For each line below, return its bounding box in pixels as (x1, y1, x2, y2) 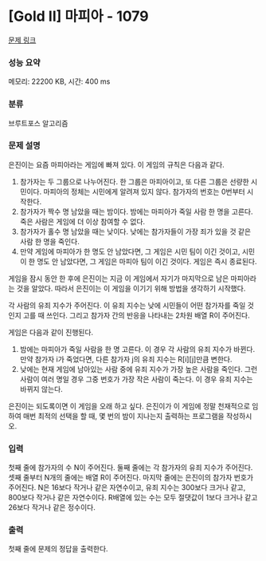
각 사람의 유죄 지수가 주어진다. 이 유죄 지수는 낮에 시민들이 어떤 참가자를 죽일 (8, 300, 246, 310)
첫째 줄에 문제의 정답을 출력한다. (8, 544, 109, 554)
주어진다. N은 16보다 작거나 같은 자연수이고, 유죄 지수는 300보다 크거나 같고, (8, 483, 246, 492)
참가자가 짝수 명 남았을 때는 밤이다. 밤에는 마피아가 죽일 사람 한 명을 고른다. (19, 207, 253, 216)
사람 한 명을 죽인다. (19, 236, 80, 246)
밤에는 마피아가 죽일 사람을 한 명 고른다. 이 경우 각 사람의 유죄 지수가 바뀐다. (19, 344, 256, 354)
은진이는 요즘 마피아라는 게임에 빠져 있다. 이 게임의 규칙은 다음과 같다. (8, 160, 225, 169)
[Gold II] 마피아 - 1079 (8, 7, 149, 26)
